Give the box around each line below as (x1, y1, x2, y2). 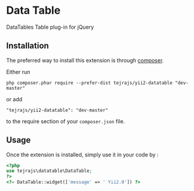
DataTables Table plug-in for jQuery (6, 23, 94, 31)
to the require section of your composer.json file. (6, 117, 125, 125)
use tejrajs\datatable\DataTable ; (6, 168, 93, 174)
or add (6, 95, 23, 102)
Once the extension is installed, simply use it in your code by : (6, 151, 159, 158)
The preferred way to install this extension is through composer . (6, 56, 164, 63)
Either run (6, 68, 31, 75)
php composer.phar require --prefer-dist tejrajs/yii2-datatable (6, 80, 172, 86)
